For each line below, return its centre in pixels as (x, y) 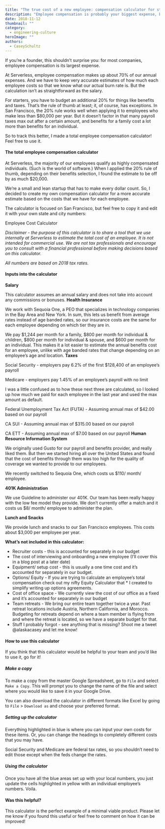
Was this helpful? (23, 800)
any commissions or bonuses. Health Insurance (54, 300)
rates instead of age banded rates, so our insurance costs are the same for (81, 320)
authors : (14, 42)
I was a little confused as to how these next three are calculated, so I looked (82, 389)
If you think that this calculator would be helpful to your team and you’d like (81, 652)
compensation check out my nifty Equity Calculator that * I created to (82, 583)
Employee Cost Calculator (31, 223)
